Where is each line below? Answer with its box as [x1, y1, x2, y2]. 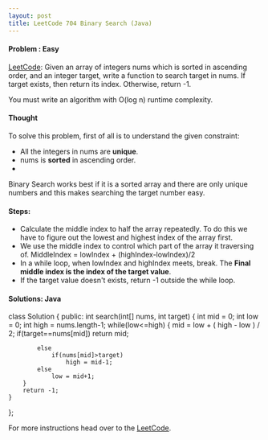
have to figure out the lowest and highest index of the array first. [19, 232, 233, 242]
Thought [8, 113, 39, 123]
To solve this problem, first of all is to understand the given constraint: [8, 130, 240, 141]
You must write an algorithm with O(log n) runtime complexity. [8, 94, 213, 105]
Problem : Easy [8, 44, 59, 54]
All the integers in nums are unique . [19, 146, 139, 156]
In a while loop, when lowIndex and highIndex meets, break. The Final [19, 258, 251, 268]
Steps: [8, 206, 30, 216]
